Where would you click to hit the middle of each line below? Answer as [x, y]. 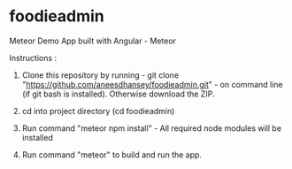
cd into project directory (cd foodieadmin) [98, 111]
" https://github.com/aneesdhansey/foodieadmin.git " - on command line [152, 84]
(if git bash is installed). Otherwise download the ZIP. [118, 94]
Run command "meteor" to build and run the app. [111, 154]
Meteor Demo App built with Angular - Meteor [93, 41]
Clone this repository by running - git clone [100, 75]
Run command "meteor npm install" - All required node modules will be [151, 128]
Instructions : [33, 58]
